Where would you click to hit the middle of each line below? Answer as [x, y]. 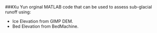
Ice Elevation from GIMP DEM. [43, 21]
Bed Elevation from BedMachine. [45, 26]
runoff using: [18, 12]
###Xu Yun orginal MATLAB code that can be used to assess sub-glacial [78, 7]
